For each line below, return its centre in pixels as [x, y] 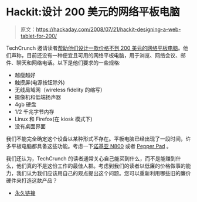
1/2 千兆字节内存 [34, 111]
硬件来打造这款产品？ [32, 180]
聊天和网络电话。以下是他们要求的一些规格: [69, 63]
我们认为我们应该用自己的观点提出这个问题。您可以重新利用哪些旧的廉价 [103, 173]
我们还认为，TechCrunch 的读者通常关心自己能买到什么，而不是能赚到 [91, 158]
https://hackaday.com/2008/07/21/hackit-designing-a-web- [108, 29]
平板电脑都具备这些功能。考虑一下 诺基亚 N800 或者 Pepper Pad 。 [91, 146]
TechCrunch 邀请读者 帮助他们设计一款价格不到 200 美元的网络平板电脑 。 [95, 48]
